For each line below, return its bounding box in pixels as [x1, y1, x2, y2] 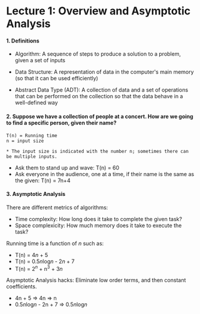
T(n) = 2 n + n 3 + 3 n [14, 264, 63, 272]
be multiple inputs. [6, 153, 58, 159]
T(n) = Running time [6, 132, 58, 138]
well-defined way [14, 99, 58, 106]
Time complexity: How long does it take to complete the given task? [14, 215, 183, 222]
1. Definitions [6, 37, 40, 44]
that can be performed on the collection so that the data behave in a [14, 93, 183, 100]
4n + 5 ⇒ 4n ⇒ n [14, 295, 57, 302]
